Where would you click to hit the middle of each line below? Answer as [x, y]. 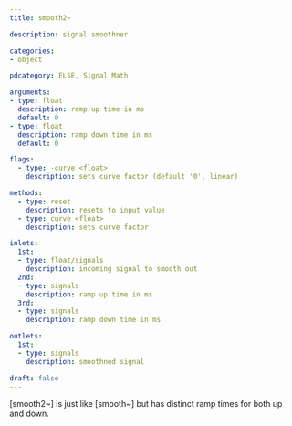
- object [26, 59]
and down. [30, 414]
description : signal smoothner [69, 34]
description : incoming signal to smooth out [112, 269]
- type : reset [44, 202]
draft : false [34, 378]
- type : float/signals [61, 261]
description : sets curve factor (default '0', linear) [132, 177]
